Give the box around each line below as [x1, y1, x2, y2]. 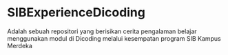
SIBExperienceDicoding [7, 5, 146, 20]
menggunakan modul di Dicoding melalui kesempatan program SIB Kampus [7, 34, 222, 42]
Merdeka [7, 41, 33, 50]
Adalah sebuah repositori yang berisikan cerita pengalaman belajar [7, 27, 198, 35]
